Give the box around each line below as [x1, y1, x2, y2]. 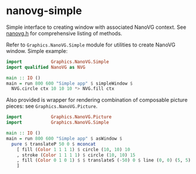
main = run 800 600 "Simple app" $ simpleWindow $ [6, 81, 133, 86]
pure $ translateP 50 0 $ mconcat [11, 141, 96, 147]
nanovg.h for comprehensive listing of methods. [6, 29, 122, 36]
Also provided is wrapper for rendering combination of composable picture [6, 96, 188, 103]
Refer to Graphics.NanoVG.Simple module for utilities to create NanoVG [6, 41, 175, 48]
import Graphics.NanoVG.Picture [6, 114, 112, 120]
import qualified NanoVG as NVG [6, 64, 85, 70]
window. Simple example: [6, 47, 68, 54]
